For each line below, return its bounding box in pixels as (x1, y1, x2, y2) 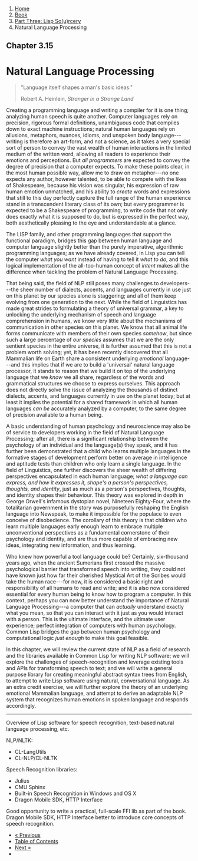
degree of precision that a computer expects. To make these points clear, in (6, 163, 190, 170)
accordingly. (6, 702, 37, 710)
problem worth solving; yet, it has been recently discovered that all (6, 349, 168, 356)
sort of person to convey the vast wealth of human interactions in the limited (6, 144, 192, 151)
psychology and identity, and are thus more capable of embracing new (6, 536, 178, 543)
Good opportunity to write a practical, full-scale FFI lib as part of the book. (6, 807, 187, 815)
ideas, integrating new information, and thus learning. (6, 542, 136, 549)
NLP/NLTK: (6, 737, 34, 744)
